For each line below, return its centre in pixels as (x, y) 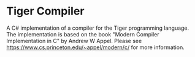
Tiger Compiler (45, 11)
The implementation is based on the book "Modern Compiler (83, 34)
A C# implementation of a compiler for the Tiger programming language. (98, 28)
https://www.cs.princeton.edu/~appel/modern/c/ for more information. (96, 47)
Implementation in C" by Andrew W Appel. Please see (74, 41)
